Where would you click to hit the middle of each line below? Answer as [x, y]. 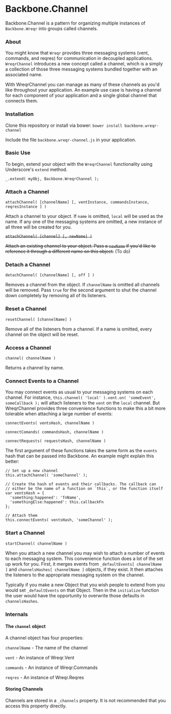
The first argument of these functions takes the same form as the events [81, 451]
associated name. [24, 75]
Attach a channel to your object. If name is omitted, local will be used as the [84, 216]
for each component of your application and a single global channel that [81, 96]
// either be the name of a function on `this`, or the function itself [84, 489]
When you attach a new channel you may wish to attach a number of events [85, 553]
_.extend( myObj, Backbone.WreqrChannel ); [52, 179]
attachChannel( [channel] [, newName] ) [49, 237]
